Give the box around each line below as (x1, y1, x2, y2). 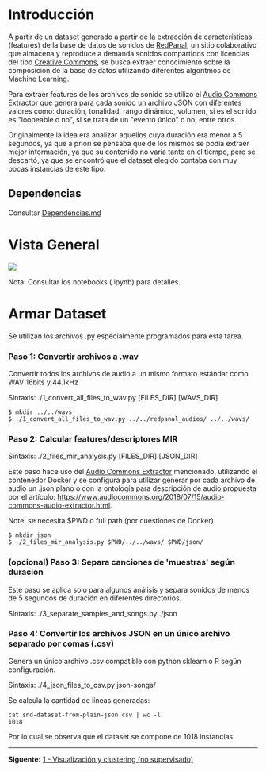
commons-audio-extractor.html (8, 500, 111, 510)
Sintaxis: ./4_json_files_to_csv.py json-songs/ (8, 680, 157, 689)
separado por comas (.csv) (8, 638, 115, 649)
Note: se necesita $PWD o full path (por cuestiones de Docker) (8, 516, 214, 526)
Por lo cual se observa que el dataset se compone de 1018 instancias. (8, 731, 235, 741)
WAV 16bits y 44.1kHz (8, 377, 79, 387)
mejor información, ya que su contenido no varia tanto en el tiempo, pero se (8, 147, 256, 156)
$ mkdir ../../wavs (8, 407, 73, 416)
